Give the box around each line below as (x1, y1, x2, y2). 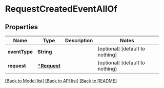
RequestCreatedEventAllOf (5, 3, 118, 15)
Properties (5, 23, 38, 31)
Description (65, 37, 93, 44)
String (37, 49, 52, 55)
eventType (7, 49, 33, 55)
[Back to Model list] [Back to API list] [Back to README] (5, 78, 117, 84)
